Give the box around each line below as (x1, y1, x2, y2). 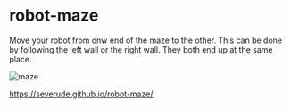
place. (9, 54, 33, 64)
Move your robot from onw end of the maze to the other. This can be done (9, 35, 283, 46)
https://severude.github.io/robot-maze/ (9, 88, 154, 99)
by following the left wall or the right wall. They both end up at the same (9, 44, 273, 54)
